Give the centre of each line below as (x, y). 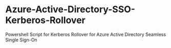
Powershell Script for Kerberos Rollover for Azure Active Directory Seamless (86, 34)
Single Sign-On (21, 40)
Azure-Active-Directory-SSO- (70, 9)
